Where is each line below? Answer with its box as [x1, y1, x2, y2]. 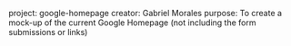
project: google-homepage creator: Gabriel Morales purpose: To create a [8, 8, 283, 18]
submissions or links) [8, 27, 88, 37]
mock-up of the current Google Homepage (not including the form [8, 17, 256, 28]
